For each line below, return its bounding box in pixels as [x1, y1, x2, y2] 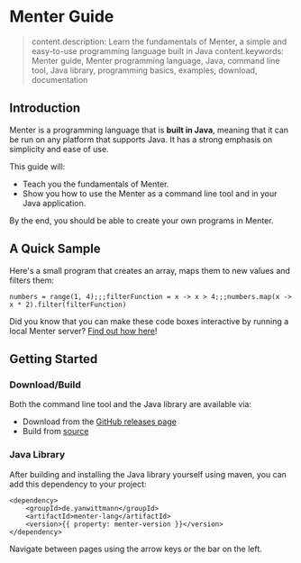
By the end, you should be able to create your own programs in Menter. [9, 214, 274, 226]
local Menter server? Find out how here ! [9, 325, 158, 336]
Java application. [22, 197, 87, 208]
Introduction [9, 101, 81, 116]
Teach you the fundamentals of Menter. [22, 178, 169, 189]
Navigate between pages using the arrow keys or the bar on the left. [9, 543, 263, 554]
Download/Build [9, 378, 81, 391]
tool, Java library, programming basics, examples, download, [31, 65, 258, 76]
